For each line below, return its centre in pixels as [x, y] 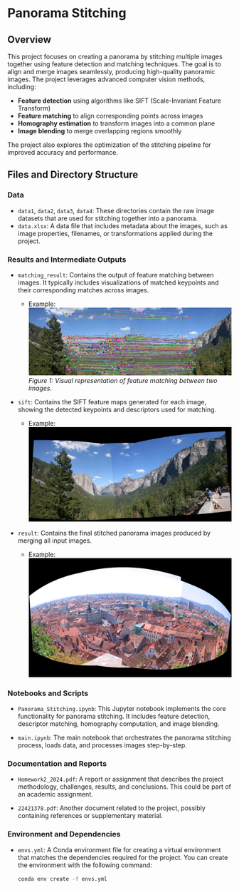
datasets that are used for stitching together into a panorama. [107, 218]
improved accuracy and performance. [63, 152]
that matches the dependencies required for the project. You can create [123, 857]
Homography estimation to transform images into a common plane [116, 123]
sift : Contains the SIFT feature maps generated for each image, [112, 401]
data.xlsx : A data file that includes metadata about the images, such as [122, 225]
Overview [30, 40]
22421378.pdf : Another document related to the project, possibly [112, 808]
